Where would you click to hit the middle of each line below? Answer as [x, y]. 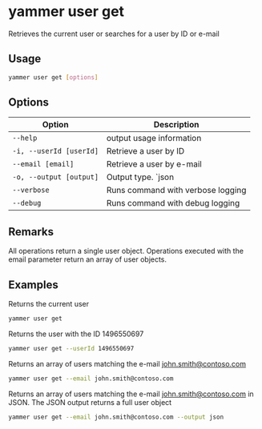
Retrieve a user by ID [145, 151]
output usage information [154, 138]
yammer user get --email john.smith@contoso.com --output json [116, 417]
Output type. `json [140, 177]
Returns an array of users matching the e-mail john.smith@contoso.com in [131, 394]
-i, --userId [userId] [55, 151]
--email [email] [43, 164]
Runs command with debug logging [173, 203]
